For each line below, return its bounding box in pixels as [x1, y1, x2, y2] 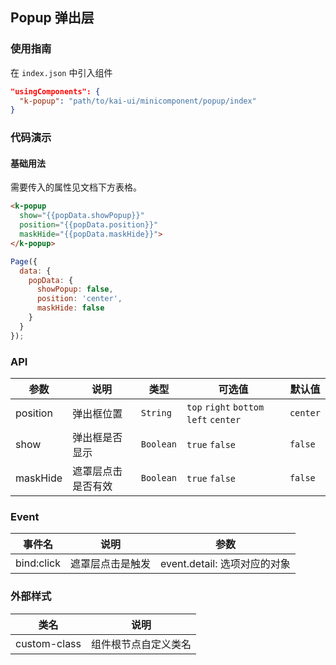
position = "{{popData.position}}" [19, 220, 159, 230]
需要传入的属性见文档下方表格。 [10, 181, 142, 193]
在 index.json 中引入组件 [10, 66, 113, 78]
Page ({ [10, 256, 38, 267]
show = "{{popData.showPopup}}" [19, 211, 145, 221]
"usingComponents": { [10, 86, 101, 97]
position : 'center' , [36, 294, 123, 304]
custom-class [15, 636, 82, 650]
